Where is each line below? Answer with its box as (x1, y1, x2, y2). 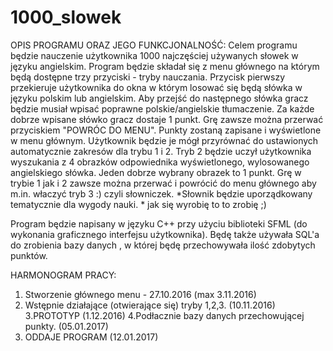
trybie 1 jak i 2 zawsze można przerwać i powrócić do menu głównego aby (10, 177, 317, 189)
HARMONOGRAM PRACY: (10, 269, 117, 281)
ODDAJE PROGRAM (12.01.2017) (24, 331, 159, 343)
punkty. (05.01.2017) (24, 320, 109, 332)
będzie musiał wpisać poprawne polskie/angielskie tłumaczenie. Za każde (10, 102, 315, 115)
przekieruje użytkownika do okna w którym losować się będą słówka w (10, 81, 303, 93)
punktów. (10, 249, 48, 261)
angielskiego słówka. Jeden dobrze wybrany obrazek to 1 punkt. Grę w (10, 166, 302, 178)
